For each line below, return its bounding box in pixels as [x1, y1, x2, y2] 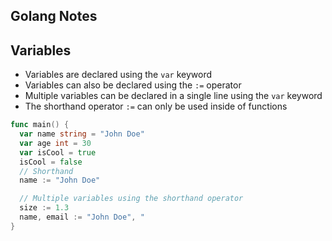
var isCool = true [19, 147, 97, 158]
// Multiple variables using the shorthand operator [19, 194, 244, 204]
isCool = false [19, 157, 83, 167]
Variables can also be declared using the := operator [24, 79, 242, 91]
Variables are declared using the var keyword [24, 69, 212, 81]
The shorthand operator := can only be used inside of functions [24, 100, 288, 113]
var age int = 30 [19, 138, 92, 148]
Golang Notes [10, 8, 98, 25]
